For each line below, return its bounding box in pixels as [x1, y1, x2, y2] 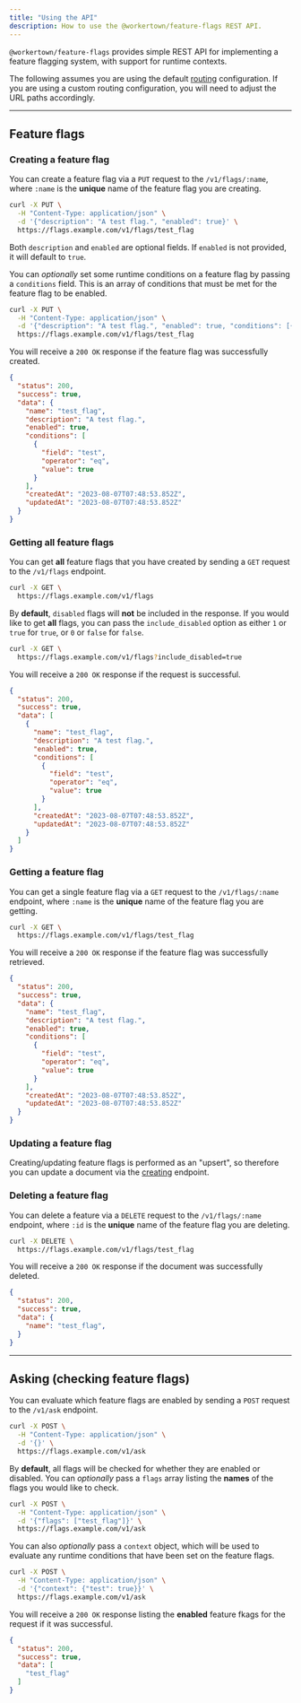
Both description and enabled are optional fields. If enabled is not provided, [9, 241, 287, 252]
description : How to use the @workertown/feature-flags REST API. [9, 22, 262, 30]
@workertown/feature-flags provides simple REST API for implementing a [9, 46, 279, 56]
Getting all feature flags [9, 535, 115, 548]
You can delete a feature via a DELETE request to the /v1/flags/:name [9, 1210, 262, 1221]
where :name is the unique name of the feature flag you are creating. [9, 183, 262, 194]
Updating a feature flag [9, 1136, 112, 1149]
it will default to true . [9, 251, 87, 262]
